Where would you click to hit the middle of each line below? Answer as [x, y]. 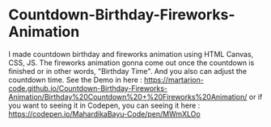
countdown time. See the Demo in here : [76, 80]
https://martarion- [174, 80]
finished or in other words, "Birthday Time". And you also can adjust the [128, 71]
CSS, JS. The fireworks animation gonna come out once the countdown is [131, 63]
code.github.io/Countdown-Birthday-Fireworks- [88, 88]
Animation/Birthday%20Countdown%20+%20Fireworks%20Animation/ [128, 96]
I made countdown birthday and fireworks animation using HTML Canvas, [131, 54]
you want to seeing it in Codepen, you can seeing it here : [104, 105]
